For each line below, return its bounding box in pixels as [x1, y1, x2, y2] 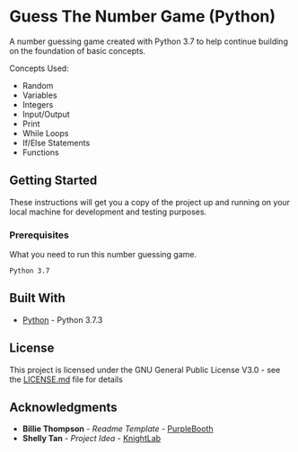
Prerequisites [9, 229, 69, 241]
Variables [22, 90, 57, 100]
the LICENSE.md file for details [9, 374, 123, 385]
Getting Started [9, 173, 98, 188]
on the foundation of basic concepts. [9, 45, 146, 56]
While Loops [22, 127, 69, 138]
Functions [22, 146, 60, 158]
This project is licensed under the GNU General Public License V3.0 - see [9, 364, 281, 375]
